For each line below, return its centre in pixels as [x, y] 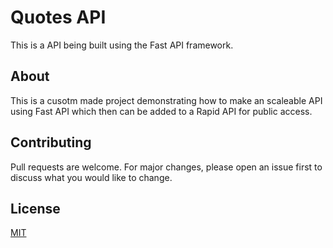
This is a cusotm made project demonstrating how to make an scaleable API [166, 100]
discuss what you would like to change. [91, 177]
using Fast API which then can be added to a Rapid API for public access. [161, 111]
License [35, 208]
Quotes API [58, 17]
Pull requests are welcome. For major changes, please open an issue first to [166, 167]
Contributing [51, 142]
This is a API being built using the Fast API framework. [122, 45]
